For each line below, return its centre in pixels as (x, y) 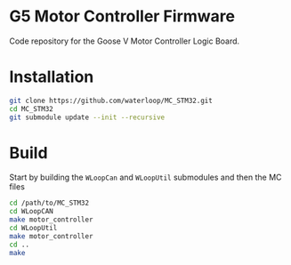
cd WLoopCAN (31, 212)
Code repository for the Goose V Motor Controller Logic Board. (125, 41)
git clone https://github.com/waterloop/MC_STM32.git (111, 100)
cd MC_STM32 (31, 108)
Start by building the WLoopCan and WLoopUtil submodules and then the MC (145, 177)
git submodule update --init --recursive (87, 117)
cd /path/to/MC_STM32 (49, 203)
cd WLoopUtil (33, 229)
